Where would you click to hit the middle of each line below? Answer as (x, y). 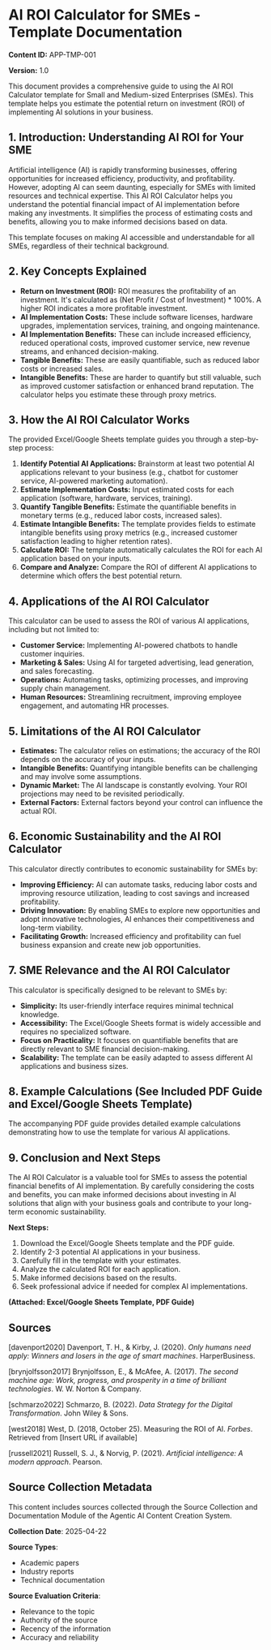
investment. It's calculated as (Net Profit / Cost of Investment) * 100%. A (140, 299)
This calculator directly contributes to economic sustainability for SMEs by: (133, 868)
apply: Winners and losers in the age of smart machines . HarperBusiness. (132, 1356)
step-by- (244, 439)
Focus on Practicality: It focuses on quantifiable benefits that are (129, 1040)
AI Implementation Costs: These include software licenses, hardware (136, 317)
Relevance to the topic (57, 1611)
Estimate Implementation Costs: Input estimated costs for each (127, 489)
